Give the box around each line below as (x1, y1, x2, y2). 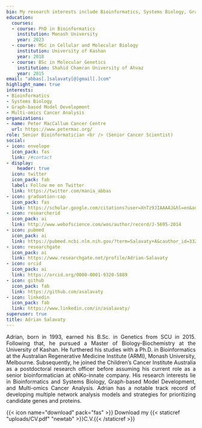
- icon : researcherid (6, 210, 61, 217)
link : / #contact (11, 154, 52, 160)
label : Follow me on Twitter (11, 182, 85, 188)
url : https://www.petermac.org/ (11, 126, 93, 132)
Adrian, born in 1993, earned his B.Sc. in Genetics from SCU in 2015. (6, 333, 196, 340)
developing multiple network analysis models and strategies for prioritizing (6, 391, 196, 398)
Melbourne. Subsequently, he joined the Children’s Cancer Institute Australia (6, 359, 196, 366)
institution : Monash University (17, 31, 98, 37)
